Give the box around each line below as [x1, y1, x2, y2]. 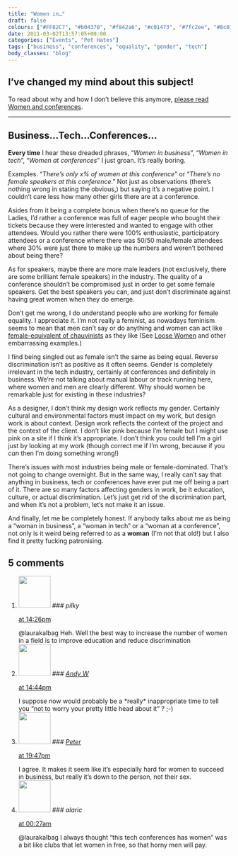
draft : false [8, 17, 47, 24]
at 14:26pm [18, 615, 52, 624]
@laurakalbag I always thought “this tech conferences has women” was [18, 833, 227, 842]
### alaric [52, 806, 83, 814]
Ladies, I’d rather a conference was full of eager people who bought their [8, 213, 221, 222]
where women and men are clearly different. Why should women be [8, 382, 206, 391]
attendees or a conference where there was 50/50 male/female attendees [8, 236, 223, 244]
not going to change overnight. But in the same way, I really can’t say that [8, 470, 222, 479]
